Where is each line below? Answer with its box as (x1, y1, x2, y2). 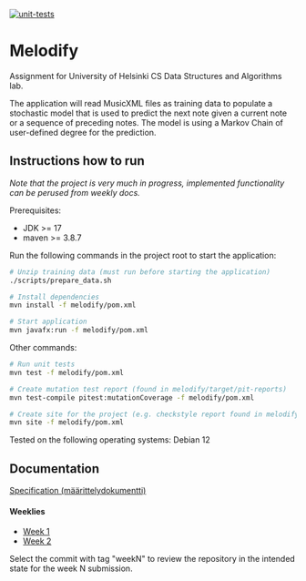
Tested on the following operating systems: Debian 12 (9, 434, 211, 445)
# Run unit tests (9, 360, 76, 369)
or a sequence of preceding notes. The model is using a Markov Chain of (9, 117, 284, 127)
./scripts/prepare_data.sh (9, 276, 112, 285)
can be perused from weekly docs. (9, 187, 141, 198)
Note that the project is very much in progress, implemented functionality (9, 178, 285, 189)
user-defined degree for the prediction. (9, 127, 157, 138)
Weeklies (9, 505, 46, 516)
